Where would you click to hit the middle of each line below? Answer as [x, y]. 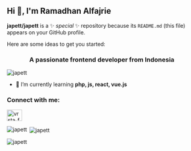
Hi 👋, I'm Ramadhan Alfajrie [59, 11]
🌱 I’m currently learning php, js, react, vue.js [71, 84]
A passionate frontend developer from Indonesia [102, 60]
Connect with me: [33, 100]
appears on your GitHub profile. [46, 32]
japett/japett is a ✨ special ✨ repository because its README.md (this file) [96, 25]
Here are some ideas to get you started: [56, 44]
